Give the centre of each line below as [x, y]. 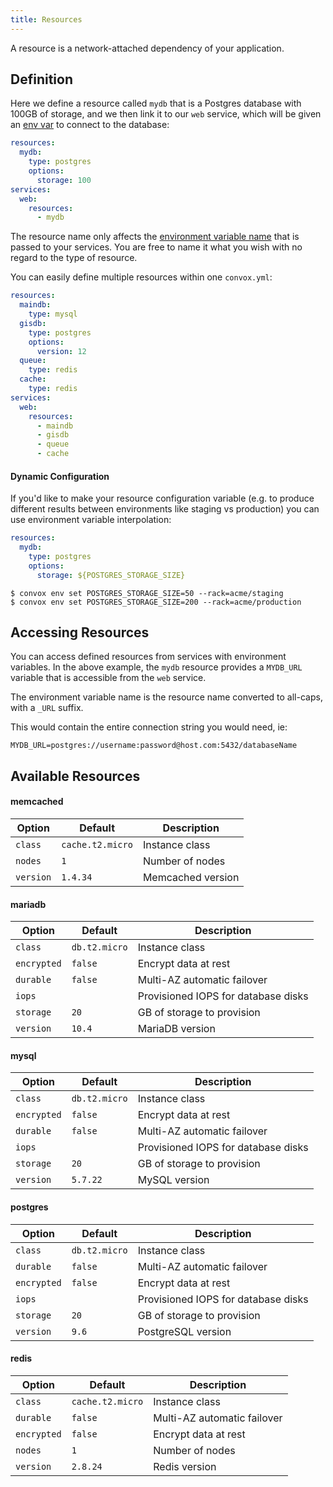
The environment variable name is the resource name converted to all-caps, [166, 697]
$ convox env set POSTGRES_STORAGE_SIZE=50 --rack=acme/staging [147, 593]
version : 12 [61, 351]
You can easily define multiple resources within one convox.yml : [141, 277]
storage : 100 [64, 180]
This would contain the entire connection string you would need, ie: [149, 727]
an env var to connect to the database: [90, 125]
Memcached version [191, 878]
